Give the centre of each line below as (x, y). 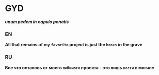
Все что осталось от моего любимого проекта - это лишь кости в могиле (79, 67)
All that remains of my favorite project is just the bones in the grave (74, 45)
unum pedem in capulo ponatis (37, 22)
